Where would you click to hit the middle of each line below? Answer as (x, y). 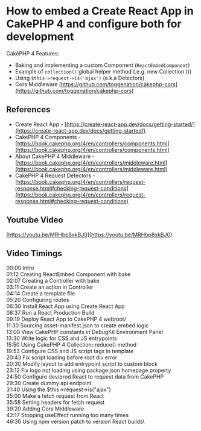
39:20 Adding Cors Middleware (45, 409)
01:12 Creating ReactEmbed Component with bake (69, 274)
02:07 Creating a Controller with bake (53, 281)
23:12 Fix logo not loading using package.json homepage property (89, 370)
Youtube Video (35, 220)
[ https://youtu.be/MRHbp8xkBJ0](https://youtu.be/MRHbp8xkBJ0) (89, 234)
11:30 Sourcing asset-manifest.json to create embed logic (78, 326)
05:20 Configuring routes (38, 300)
